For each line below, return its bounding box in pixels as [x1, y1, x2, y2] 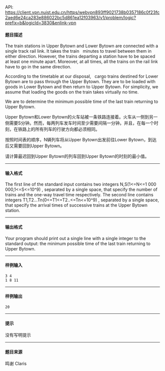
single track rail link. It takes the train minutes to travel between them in [5, 48, 152, 54]
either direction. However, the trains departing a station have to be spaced [5, 54, 156, 60]
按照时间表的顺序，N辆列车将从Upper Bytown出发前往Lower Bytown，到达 [5, 137, 157, 143]
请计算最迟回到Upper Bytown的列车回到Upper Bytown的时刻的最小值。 [5, 154, 149, 159]
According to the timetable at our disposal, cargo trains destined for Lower [5, 73, 159, 79]
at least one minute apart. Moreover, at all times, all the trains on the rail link [5, 59, 158, 64]
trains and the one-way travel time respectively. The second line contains [5, 192, 154, 198]
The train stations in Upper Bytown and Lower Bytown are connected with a [5, 43, 159, 49]
